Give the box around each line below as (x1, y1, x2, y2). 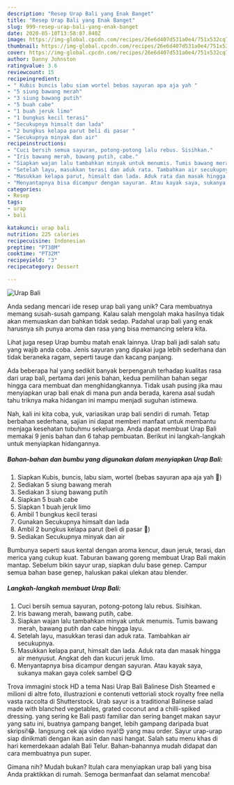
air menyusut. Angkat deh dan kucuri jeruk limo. (17, 654, 155, 662)
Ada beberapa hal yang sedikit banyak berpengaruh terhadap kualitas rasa (7, 366, 221, 375)
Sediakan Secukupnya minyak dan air (17, 532, 125, 540)
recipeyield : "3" (7, 257, 58, 264)
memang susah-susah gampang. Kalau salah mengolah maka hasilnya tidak (7, 309, 225, 318)
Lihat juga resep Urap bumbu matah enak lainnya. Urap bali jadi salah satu (7, 338, 220, 346)
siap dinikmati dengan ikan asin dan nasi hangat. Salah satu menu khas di (7, 734, 218, 742)
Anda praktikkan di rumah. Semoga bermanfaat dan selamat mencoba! (7, 770, 210, 778)
